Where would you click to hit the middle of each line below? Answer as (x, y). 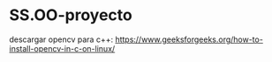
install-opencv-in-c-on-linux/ (62, 48)
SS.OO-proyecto (71, 15)
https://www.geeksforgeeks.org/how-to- (189, 39)
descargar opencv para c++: (61, 39)
